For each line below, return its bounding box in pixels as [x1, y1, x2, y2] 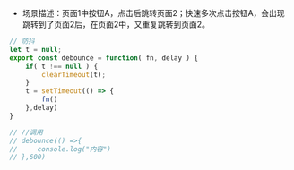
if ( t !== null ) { [25, 62, 99, 71]
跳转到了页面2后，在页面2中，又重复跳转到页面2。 [22, 19, 211, 30]
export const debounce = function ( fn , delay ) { [9, 53, 199, 63]
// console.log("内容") [9, 144, 112, 154]
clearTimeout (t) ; [41, 70, 106, 79]
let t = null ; [9, 45, 63, 54]
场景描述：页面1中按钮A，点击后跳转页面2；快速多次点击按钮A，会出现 [22, 8, 285, 18]
